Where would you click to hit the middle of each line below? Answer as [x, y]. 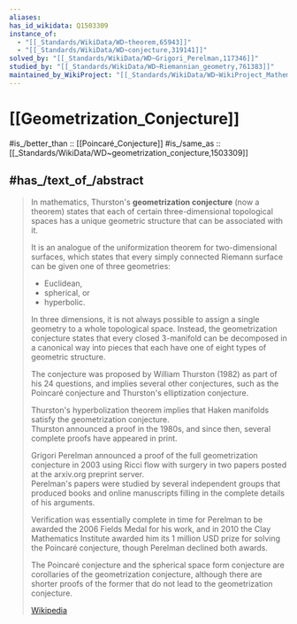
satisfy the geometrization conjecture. [100, 419]
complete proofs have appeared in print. [104, 438]
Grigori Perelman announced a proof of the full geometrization [144, 455]
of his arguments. [63, 502]
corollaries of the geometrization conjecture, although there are [146, 574]
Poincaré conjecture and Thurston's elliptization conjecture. [140, 393]
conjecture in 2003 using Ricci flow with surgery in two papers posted [159, 465]
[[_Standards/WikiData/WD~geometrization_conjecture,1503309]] [129, 152]
